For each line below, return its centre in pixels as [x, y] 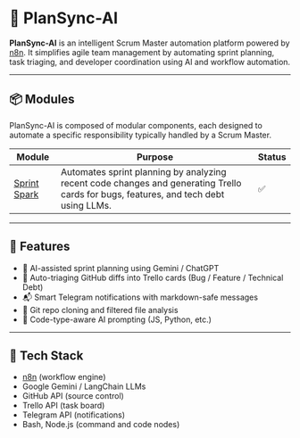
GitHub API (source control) [73, 396]
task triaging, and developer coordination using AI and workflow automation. [150, 62]
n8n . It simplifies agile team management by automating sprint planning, [142, 52]
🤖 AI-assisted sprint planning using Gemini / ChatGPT [121, 268]
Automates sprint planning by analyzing [144, 171]
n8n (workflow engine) [64, 377]
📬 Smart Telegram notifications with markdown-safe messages [140, 297]
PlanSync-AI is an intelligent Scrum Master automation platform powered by [150, 43]
